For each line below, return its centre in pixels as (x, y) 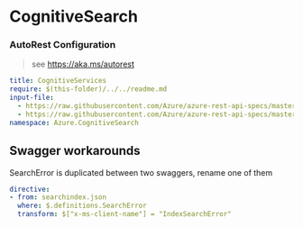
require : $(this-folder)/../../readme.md (88, 89)
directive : (30, 189)
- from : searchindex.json (58, 197)
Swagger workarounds (75, 151)
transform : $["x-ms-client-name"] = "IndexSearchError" (124, 214)
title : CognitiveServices (58, 81)
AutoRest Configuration (63, 45)
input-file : (32, 98)
